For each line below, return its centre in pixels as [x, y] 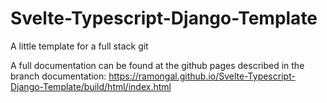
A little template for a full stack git [79, 46]
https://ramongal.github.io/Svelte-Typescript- [202, 76]
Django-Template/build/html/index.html [91, 86]
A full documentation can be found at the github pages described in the [157, 65]
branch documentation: [58, 76]
